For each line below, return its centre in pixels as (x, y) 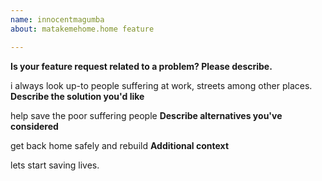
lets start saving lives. (55, 165)
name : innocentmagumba (57, 19)
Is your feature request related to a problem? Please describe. (141, 66)
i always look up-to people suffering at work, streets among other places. (161, 85)
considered (34, 126)
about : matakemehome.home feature (82, 29)
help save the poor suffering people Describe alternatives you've (146, 115)
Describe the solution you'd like (77, 96)
